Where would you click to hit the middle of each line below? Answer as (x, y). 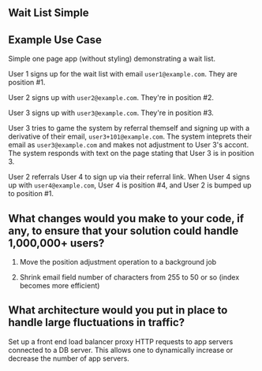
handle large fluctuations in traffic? (97, 323)
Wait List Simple (49, 13)
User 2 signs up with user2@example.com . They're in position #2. (111, 98)
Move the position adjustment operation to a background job (118, 262)
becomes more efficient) (60, 286)
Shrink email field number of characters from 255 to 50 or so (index (129, 277)
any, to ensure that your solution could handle (124, 230)
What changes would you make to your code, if (126, 219)
